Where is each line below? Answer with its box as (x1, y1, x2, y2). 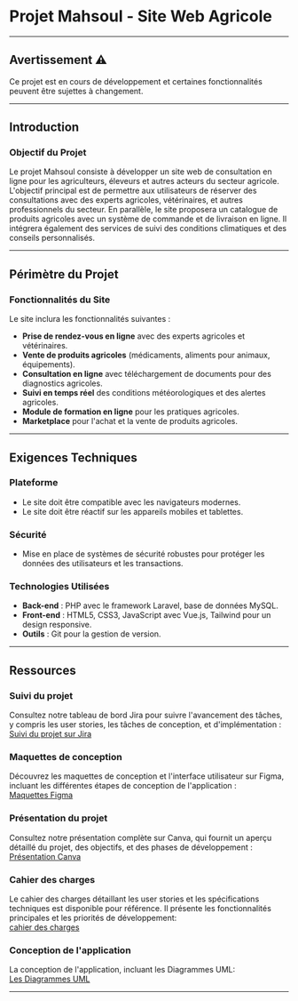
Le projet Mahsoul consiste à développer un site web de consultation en (9, 166, 272, 177)
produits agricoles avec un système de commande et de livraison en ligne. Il (9, 213, 287, 224)
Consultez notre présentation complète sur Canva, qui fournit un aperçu (9, 832, 272, 843)
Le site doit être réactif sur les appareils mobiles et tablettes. (21, 506, 244, 517)
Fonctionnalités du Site (9, 293, 111, 306)
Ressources (9, 662, 77, 677)
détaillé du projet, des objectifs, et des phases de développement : (9, 842, 253, 853)
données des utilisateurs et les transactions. (21, 558, 184, 569)
